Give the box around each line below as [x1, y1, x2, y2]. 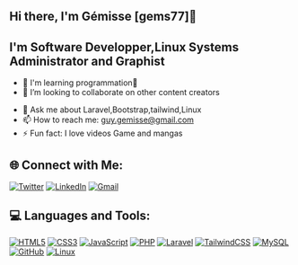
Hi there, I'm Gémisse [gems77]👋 [9, 9, 197, 24]
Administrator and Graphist [9, 53, 165, 68]
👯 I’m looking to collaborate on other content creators [22, 87, 220, 98]
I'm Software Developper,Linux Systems [9, 40, 240, 55]
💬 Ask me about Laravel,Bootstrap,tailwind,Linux [22, 104, 202, 115]
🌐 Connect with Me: [9, 157, 124, 172]
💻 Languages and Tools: [9, 208, 151, 224]
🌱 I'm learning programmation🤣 [22, 77, 138, 88]
